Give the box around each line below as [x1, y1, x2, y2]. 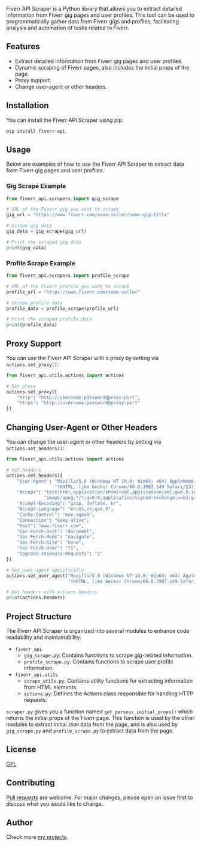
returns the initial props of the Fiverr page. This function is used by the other [6, 714, 195, 721]
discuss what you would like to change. [6, 800, 103, 807]
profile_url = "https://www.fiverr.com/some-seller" [6, 289, 141, 295]
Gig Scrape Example [6, 182, 66, 190]
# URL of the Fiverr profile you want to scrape [6, 283, 130, 289]
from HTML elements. [23, 683, 78, 690]
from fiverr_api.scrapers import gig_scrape [6, 195, 119, 202]
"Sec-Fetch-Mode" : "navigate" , [17, 534, 95, 540]
